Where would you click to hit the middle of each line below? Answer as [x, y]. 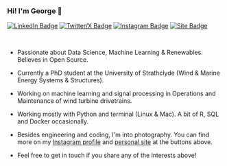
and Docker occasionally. [53, 121]
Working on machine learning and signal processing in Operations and [116, 94]
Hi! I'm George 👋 [35, 11]
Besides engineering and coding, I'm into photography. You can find [113, 135]
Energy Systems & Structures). [60, 80]
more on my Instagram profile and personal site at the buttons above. [115, 142]
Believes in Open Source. [53, 60]
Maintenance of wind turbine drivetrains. [74, 101]
